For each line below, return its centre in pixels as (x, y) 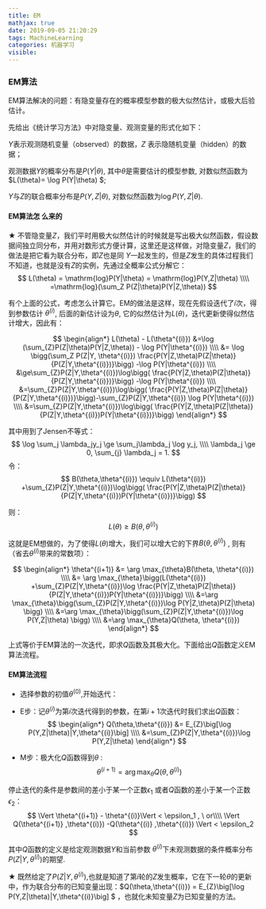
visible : (23, 52)
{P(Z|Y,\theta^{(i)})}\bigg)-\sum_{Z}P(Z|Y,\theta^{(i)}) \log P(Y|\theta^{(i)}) (133, 398)
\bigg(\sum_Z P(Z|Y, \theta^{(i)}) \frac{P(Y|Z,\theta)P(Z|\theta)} (133, 356)
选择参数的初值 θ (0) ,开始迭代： (69, 693)
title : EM (25, 15)
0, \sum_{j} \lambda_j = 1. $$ (133, 453)
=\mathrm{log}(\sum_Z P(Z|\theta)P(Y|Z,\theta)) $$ (133, 286)
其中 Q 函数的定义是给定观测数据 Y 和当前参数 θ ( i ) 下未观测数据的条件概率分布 (131, 849)
